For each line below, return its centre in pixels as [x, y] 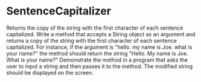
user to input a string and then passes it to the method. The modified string [100, 66]
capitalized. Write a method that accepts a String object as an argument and [101, 34]
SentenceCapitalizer [59, 11]
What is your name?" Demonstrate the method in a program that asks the [97, 60]
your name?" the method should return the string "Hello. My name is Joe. [97, 53]
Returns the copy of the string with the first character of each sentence [95, 28]
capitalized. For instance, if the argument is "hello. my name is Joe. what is [99, 47]
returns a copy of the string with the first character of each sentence [91, 40]
